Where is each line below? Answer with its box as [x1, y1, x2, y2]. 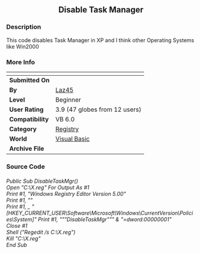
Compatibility [9, 115, 49, 123]
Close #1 [6, 222, 28, 229]
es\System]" [6, 216, 37, 223]
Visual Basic [55, 135, 90, 143]
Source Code [6, 162, 45, 171]
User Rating [9, 105, 44, 114]
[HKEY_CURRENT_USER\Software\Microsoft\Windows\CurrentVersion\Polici [6, 209, 193, 216]
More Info [6, 58, 35, 66]
